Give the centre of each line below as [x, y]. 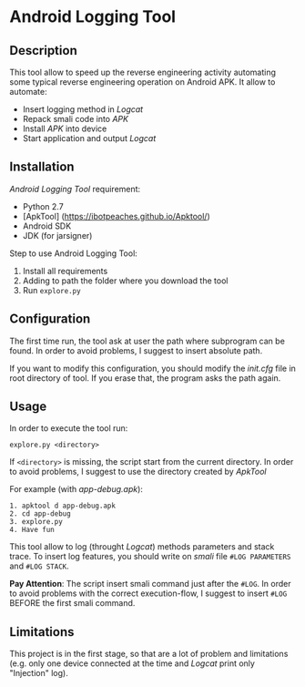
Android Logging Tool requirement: [75, 189]
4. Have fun [32, 530]
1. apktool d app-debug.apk [63, 506]
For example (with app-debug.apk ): [76, 489]
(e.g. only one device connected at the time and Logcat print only [132, 663]
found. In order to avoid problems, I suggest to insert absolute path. [136, 350]
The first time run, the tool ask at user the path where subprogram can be [147, 341]
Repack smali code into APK [76, 119]
